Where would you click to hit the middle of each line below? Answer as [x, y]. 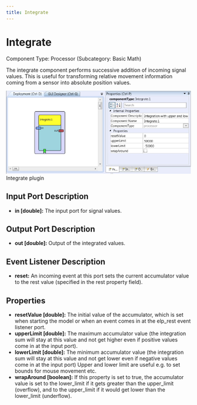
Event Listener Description [56, 262]
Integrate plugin [25, 178]
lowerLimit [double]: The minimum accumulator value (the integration [99, 352]
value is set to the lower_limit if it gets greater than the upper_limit [94, 383]
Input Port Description [47, 197]
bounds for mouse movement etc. [55, 371]
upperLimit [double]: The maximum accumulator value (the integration [100, 333]
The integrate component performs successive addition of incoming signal [96, 70]
